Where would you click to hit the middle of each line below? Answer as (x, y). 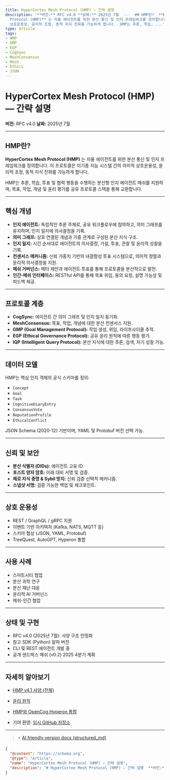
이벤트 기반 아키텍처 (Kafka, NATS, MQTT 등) (58, 527)
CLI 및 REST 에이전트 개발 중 (41, 648)
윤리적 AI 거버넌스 (30, 594)
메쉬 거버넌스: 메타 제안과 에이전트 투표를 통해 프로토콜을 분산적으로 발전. (85, 269)
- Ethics (14, 66)
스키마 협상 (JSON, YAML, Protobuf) (50, 533)
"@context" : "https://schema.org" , (47, 754)
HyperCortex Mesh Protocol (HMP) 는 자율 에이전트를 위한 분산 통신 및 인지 (82, 159)
